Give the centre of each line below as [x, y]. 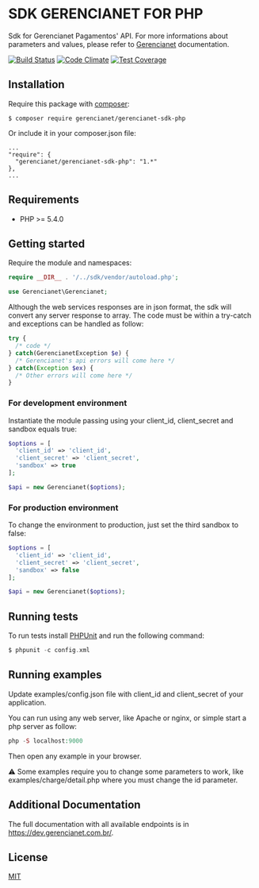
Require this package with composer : [69, 103]
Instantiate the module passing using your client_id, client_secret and [121, 420]
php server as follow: [43, 726]
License [28, 857]
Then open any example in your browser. [75, 756]
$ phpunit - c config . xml [49, 651]
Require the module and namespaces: [70, 263]
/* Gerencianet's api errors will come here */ [95, 361]
